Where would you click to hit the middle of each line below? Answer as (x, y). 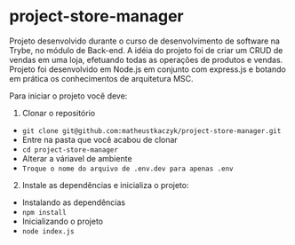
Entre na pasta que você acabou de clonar (100, 139)
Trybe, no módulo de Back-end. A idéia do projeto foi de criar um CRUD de (146, 50)
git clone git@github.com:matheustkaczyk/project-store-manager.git (151, 130)
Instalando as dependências (74, 202)
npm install (44, 212)
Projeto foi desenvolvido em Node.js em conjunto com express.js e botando (147, 69)
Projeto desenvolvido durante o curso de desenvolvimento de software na (144, 41)
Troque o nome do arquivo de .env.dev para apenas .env (128, 169)
